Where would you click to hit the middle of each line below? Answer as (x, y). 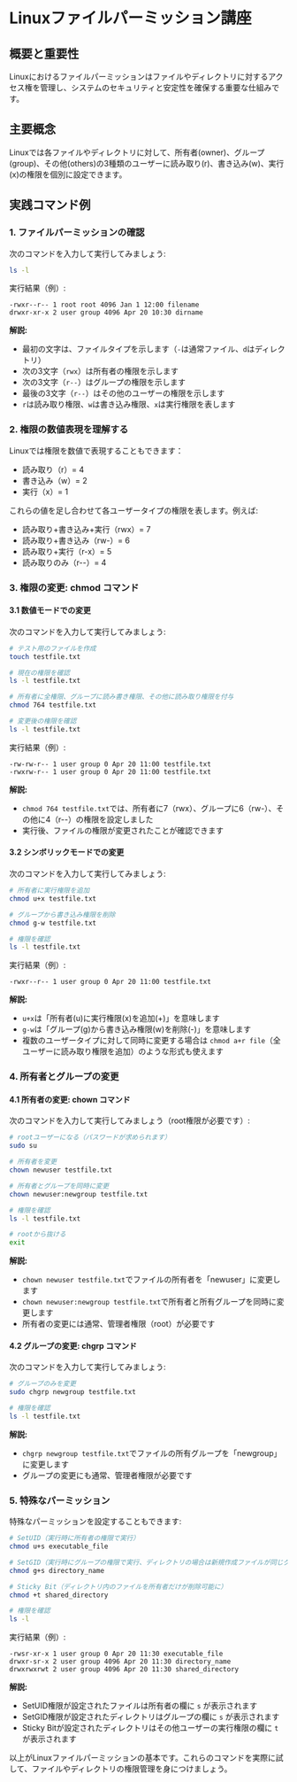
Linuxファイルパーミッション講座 (130, 18)
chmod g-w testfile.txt (53, 923)
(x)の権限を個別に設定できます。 (68, 174)
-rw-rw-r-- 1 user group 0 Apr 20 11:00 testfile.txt (110, 764)
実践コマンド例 (50, 205)
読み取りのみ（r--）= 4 (64, 562)
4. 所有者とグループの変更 (64, 1077)
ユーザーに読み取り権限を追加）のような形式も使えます (122, 1051)
